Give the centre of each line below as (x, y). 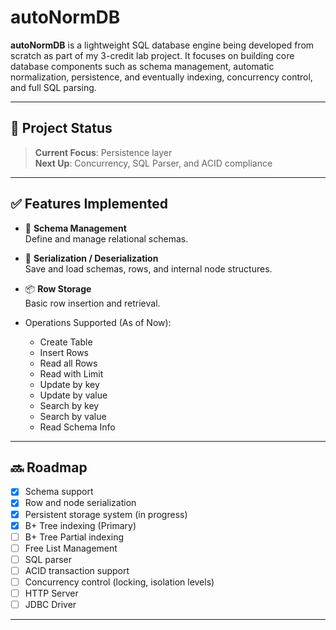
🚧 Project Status (61, 128)
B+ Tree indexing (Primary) (80, 525)
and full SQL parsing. (53, 87)
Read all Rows (68, 363)
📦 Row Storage (58, 288)
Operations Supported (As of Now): (98, 322)
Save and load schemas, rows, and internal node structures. (148, 268)
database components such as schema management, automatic (142, 66)
